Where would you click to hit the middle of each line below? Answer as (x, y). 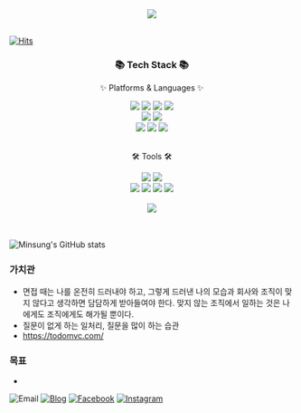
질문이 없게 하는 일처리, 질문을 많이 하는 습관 (101, 325)
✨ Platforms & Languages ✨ (152, 88)
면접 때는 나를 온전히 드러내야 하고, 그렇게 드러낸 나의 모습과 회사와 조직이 (152, 291)
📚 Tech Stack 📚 (152, 64)
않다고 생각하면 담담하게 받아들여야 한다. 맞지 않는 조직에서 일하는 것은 (156, 303)
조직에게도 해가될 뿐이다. (90, 314)
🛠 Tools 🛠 (152, 157)
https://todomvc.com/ (63, 335)
